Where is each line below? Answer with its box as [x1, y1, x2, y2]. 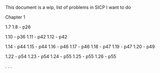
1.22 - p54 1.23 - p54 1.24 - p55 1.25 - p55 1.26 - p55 [5, 53, 117, 59]
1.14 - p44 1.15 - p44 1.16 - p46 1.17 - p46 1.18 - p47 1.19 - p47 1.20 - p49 [5, 44, 155, 50]
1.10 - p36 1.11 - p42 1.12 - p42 [5, 34, 68, 40]
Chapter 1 [5, 14, 25, 20]
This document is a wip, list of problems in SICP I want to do [5, 5, 131, 10]
